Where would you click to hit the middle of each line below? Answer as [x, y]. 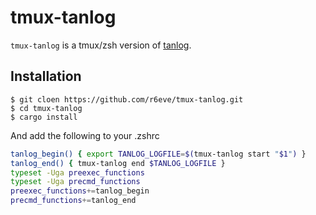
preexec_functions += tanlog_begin [80, 191]
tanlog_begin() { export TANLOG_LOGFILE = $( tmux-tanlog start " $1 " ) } [158, 154]
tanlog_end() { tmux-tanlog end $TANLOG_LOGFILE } [118, 163]
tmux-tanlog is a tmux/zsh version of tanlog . [101, 45]
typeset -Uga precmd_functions [75, 182]
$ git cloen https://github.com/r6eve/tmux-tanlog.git [127, 99]
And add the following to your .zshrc [85, 135]
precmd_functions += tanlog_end [73, 201]
